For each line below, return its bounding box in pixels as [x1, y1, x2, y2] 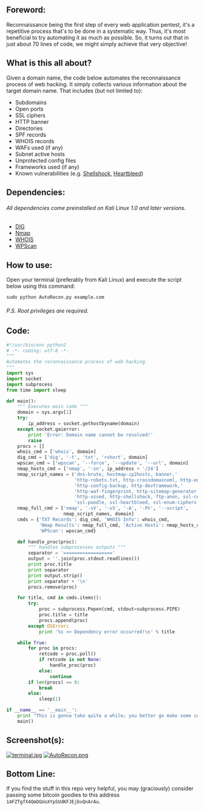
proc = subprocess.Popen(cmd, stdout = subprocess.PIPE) [38, 606, 181, 612]
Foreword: [6, 5, 46, 15]
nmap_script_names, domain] [63, 511, 135, 517]
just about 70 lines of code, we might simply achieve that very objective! [6, 40, 187, 47]
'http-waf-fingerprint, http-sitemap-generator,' [73, 488, 202, 494]
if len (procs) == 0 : [28, 679, 80, 685]
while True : [17, 640, 47, 646]
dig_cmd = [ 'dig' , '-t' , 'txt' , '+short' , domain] [17, 455, 148, 461]
